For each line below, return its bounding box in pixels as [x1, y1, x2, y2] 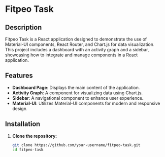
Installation [5, 120, 40, 128]
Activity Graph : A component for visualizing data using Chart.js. [12, 90, 143, 96]
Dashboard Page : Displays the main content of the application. [12, 84, 140, 90]
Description [5, 23, 42, 32]
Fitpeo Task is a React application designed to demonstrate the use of [5, 36, 147, 42]
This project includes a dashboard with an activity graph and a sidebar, [5, 47, 149, 52]
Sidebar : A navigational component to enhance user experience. [12, 95, 144, 101]
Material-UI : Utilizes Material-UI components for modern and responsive [12, 100, 160, 106]
